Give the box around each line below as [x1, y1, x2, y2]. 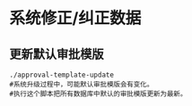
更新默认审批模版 [9, 46, 104, 61]
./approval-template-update [9, 70, 115, 79]
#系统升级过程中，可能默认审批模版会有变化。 [9, 80, 154, 89]
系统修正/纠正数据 [9, 8, 142, 29]
